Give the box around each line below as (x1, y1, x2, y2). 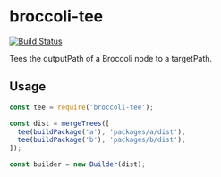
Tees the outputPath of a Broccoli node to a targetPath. (9, 53, 213, 63)
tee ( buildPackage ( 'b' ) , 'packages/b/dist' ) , (17, 136, 186, 145)
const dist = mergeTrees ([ (9, 119, 110, 128)
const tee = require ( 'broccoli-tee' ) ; (9, 103, 154, 112)
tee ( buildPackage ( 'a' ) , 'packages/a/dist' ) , (17, 127, 186, 136)
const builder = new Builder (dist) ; (9, 160, 146, 169)
